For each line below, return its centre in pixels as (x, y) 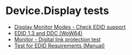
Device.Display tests (57, 11)
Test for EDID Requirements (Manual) (59, 46)
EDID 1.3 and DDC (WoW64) (48, 33)
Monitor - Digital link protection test (57, 39)
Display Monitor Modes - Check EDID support (70, 27)
